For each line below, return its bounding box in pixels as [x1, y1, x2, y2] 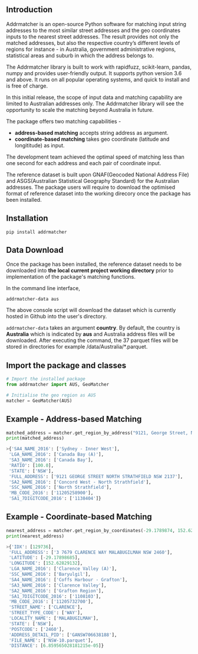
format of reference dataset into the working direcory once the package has [6, 189, 191, 197]
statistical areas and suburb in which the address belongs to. [6, 51, 154, 59]
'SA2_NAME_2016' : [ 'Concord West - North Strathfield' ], [8, 479, 151, 485]
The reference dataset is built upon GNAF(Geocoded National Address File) [6, 171, 190, 178]
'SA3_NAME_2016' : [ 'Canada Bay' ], [8, 457, 94, 463]
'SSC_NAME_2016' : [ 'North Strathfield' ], [8, 485, 112, 491]
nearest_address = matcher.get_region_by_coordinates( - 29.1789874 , [6, 527, 176, 533]
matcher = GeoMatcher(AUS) [6, 398, 72, 404]
